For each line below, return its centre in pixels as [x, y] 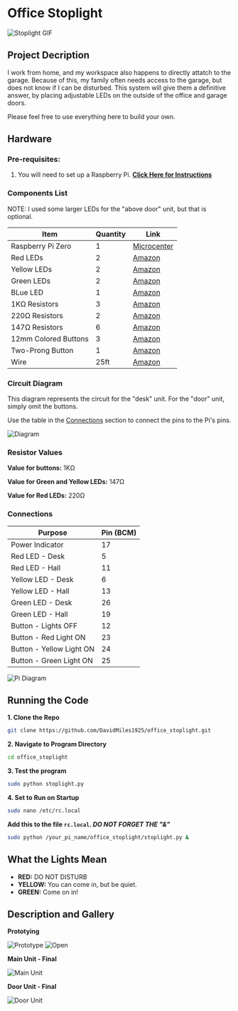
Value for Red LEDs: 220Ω [46, 496]
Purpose [53, 533]
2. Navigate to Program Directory [57, 744]
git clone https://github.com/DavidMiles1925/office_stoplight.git [109, 731]
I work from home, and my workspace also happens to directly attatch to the [119, 72]
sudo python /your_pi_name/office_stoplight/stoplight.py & [98, 837]
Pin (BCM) [119, 533]
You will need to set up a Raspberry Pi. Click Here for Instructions [115, 175]
